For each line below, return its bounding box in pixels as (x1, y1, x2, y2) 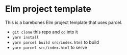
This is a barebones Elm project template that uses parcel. (5, 19, 123, 25)
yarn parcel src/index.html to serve (12, 44, 87, 50)
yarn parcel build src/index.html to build (12, 39, 99, 45)
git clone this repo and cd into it (12, 29, 78, 35)
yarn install (12, 35, 39, 40)
